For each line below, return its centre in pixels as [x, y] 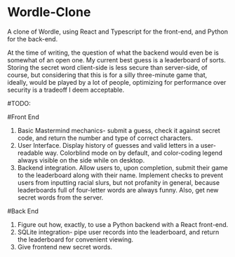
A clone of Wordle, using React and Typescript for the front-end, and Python [118, 32]
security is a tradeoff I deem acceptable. [66, 90]
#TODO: [19, 103]
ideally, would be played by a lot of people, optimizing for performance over [117, 82]
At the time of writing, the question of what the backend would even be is [113, 53]
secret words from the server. [60, 197]
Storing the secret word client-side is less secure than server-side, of [108, 67]
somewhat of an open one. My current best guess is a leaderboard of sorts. [116, 60]
